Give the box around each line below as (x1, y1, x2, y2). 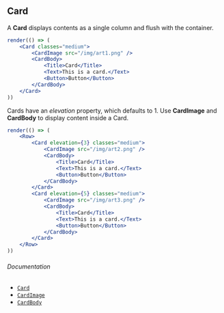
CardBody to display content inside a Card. (7, 113, 129, 122)
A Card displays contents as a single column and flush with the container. (7, 23, 214, 31)
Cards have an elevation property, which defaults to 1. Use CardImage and (7, 106, 217, 115)
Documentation (7, 262, 51, 271)
